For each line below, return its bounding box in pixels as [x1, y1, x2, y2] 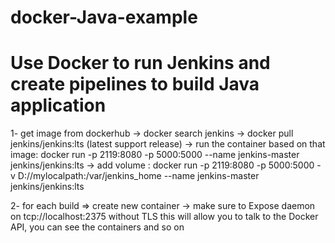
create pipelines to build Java [10, 73, 260, 96]
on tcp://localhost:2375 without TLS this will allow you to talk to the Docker [10, 211, 319, 223]
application [10, 94, 107, 117]
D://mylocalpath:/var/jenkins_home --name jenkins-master [17, 170, 260, 182]
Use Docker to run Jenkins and [10, 52, 271, 75]
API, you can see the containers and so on [10, 221, 185, 233]
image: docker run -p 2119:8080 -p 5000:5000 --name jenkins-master [10, 149, 300, 161]
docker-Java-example [10, 6, 198, 29]
